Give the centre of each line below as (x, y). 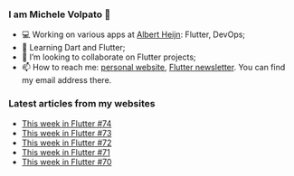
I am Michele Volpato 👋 (60, 14)
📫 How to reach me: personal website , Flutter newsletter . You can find (153, 68)
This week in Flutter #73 (66, 133)
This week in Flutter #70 (66, 162)
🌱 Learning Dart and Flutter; (73, 48)
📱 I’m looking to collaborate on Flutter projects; (109, 57)
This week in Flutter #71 (66, 152)
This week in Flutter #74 (66, 123)
